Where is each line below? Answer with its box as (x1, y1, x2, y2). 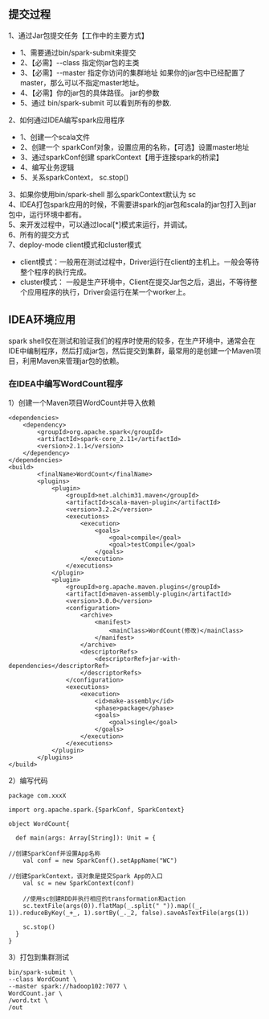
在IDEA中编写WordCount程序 (8, 377, 123, 389)
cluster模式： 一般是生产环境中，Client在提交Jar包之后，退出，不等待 (19, 277, 251, 287)
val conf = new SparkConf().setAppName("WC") (22, 856, 178, 864)
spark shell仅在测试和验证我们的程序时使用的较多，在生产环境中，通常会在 (8, 336, 255, 345)
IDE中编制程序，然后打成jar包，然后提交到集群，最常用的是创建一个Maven (8, 345, 255, 356)
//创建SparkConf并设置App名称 (8, 849, 101, 857)
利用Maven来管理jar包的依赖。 (22, 356, 124, 365)
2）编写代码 (8, 775, 48, 785)
